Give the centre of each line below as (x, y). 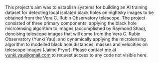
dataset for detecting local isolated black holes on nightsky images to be (79, 12)
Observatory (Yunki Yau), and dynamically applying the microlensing (76, 39)
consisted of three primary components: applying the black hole (71, 23)
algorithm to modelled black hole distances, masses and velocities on (77, 44)
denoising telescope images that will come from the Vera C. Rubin (73, 34)
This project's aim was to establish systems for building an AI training (77, 7)
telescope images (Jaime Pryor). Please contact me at (61, 50)
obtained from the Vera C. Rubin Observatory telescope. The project (75, 18)
